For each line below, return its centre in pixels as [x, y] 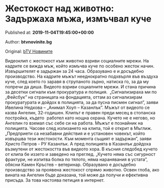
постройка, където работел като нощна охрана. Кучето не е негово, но [80, 118]
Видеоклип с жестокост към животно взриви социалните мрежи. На [77, 61]
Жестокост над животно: [59, 9]
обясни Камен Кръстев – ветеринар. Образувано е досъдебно [70, 165]
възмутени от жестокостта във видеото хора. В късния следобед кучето [81, 149]
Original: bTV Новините [29, 51]
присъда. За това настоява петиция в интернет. [55, 180]
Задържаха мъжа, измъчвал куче [78, 19]
